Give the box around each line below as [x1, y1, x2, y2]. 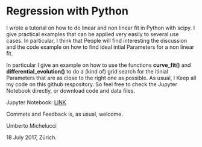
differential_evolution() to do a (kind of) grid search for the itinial [6, 67, 168, 75]
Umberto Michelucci [6, 122, 57, 129]
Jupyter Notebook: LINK [6, 98, 66, 106]
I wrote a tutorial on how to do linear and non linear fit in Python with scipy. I [6, 24, 195, 31]
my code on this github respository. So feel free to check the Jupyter [6, 80, 178, 88]
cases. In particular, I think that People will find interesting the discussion [6, 37, 188, 44]
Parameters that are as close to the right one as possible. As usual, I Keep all [6, 74, 197, 81]
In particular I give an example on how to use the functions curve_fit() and [6, 61, 191, 69]
